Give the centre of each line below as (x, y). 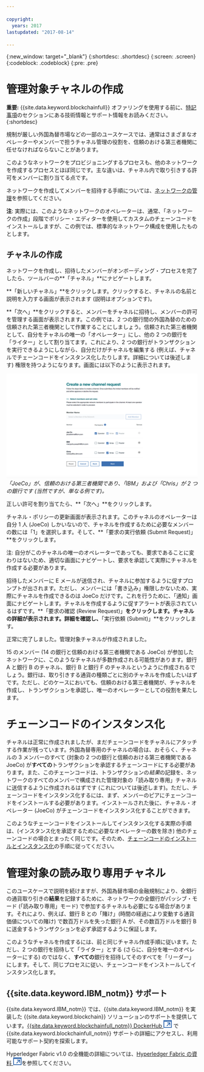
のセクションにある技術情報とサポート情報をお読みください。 (94, 115)
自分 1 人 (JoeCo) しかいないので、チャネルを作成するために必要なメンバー (100, 524)
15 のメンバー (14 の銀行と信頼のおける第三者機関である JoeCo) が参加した (100, 652)
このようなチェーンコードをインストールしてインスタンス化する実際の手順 (99, 823)
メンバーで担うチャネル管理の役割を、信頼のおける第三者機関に (118, 142)
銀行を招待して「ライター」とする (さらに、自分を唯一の (108, 950)
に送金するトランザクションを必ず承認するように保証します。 (83, 929)
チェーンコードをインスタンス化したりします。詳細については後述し (101, 357)
